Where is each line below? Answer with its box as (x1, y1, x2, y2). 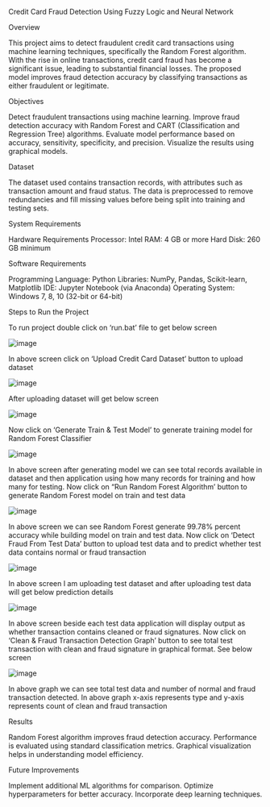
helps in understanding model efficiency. (8, 750, 143, 759)
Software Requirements (8, 259, 87, 268)
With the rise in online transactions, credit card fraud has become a (8, 56, 232, 64)
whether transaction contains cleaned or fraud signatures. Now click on (8, 627, 247, 636)
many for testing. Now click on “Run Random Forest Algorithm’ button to (8, 482, 247, 491)
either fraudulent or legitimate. (8, 81, 110, 90)
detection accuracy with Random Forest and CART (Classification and (8, 121, 240, 130)
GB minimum (8, 243, 51, 252)
